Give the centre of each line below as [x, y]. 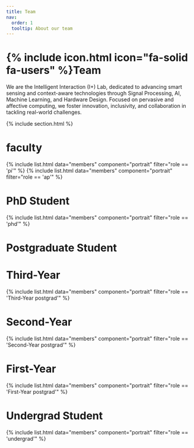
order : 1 [22, 23]
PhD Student [38, 201]
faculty [24, 148]
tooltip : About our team [42, 28]
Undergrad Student [55, 416]
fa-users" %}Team [54, 71]
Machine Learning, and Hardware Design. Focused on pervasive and [90, 99]
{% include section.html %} [40, 124]
